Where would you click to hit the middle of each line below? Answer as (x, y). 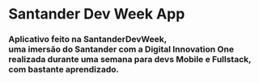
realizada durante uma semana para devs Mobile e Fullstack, (130, 60)
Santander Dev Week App (97, 14)
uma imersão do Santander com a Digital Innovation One (121, 49)
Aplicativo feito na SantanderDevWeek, (88, 39)
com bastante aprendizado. (64, 69)
